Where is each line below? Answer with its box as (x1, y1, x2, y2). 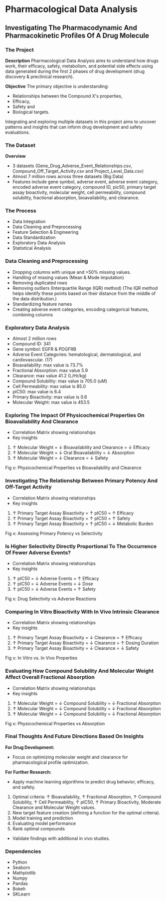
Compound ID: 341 (12, 341, 51, 347)
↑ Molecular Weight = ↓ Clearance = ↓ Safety (12, 455, 109, 461)
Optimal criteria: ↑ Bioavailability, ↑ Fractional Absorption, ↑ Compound (12, 793, 161, 799)
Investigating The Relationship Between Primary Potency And (5, 477, 158, 484)
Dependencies (5, 847, 41, 854)
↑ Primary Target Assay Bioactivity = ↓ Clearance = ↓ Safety (12, 645, 139, 651)
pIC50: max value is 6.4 (12, 389, 61, 395)
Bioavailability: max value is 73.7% (12, 362, 83, 368)
